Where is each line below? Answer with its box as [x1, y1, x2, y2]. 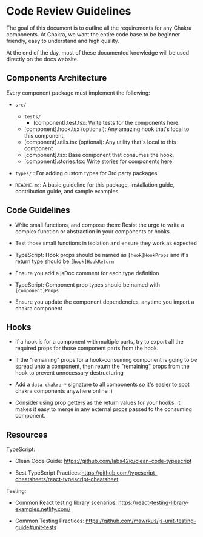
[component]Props [15, 287, 59, 293]
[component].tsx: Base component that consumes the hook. [24, 151, 175, 158]
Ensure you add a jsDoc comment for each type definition [15, 269, 159, 276]
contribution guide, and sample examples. [15, 187, 120, 195]
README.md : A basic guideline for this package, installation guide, [15, 181, 175, 188]
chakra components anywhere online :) [15, 387, 113, 395]
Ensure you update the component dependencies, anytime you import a [15, 298, 195, 305]
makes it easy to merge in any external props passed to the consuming [15, 405, 193, 413]
